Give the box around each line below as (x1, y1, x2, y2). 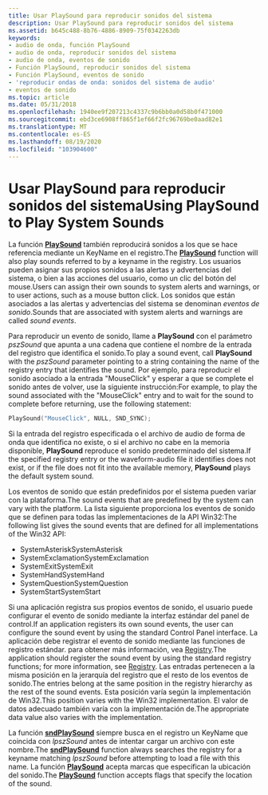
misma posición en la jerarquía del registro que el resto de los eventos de (8, 671, 249, 680)
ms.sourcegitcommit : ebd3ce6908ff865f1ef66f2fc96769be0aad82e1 (8, 116, 223, 124)
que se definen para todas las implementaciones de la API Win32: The (8, 512, 238, 522)
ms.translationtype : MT (8, 123, 88, 131)
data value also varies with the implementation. (8, 713, 164, 722)
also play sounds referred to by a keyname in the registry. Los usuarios (8, 257, 242, 266)
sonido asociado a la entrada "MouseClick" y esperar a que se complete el (8, 374, 254, 384)
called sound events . (8, 316, 77, 325)
